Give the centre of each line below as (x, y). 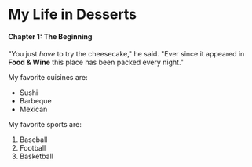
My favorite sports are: (45, 125)
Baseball (33, 140)
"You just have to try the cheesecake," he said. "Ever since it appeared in (126, 54)
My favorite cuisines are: (48, 78)
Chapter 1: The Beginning (50, 36)
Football (33, 148)
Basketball (36, 156)
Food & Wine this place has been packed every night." (96, 62)
